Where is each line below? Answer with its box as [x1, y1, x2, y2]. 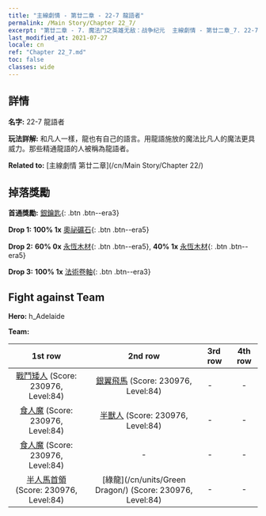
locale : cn [8, 41, 44, 49]
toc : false [8, 56, 44, 64]
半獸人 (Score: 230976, [100, 410, 188, 421]
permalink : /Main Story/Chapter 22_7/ [8, 19, 136, 27]
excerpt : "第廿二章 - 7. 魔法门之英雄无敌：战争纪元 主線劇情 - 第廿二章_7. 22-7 [8, 26, 259, 34]
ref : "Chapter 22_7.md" [8, 48, 87, 56]
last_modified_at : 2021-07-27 [8, 33, 108, 42]
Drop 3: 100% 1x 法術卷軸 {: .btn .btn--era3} [8, 267, 151, 277]
